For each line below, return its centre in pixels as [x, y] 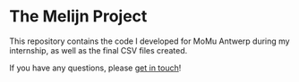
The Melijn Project [78, 16]
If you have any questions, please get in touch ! [95, 68]
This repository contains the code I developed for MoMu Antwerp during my [149, 41]
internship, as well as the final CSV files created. [98, 50]
